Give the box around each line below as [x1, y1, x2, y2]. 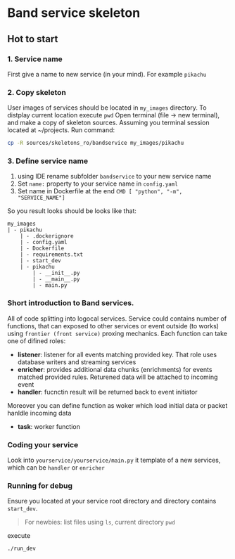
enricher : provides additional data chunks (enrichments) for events [17, 365, 212, 373]
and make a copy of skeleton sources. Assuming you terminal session [7, 118, 210, 127]
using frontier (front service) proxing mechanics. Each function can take [7, 329, 227, 338]
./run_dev [7, 545, 37, 553]
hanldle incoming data [7, 409, 72, 417]
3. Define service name [7, 156, 89, 166]
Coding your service [7, 439, 79, 449]
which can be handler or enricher [7, 463, 106, 472]
